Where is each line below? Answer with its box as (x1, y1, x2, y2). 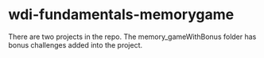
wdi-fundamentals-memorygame (8, 6, 235, 24)
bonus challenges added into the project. (8, 40, 143, 49)
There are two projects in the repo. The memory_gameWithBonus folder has (8, 32, 257, 41)
